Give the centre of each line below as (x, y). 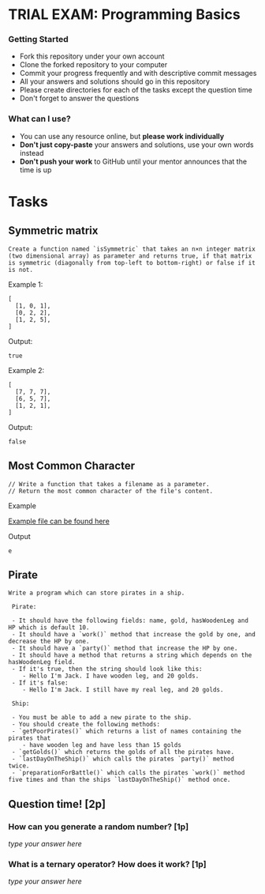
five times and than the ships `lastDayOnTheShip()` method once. (119, 780)
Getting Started (38, 40)
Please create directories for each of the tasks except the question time (136, 90)
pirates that (30, 738)
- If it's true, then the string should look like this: (107, 670)
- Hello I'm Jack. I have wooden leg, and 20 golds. (111, 676)
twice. (19, 766)
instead (32, 153)
